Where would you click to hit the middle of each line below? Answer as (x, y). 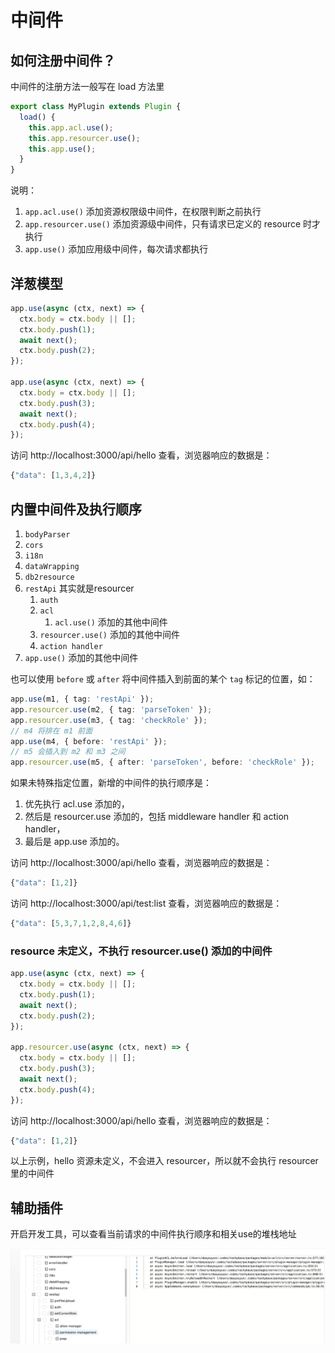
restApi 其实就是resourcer (79, 588)
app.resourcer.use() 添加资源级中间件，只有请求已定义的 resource (163, 224)
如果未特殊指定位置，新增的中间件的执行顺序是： (111, 783)
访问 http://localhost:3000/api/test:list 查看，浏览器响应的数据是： (146, 903)
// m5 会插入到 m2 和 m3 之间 (68, 752)
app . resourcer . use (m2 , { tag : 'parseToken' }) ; (111, 709)
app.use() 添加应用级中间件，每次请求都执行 (116, 249)
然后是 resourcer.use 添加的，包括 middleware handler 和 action (157, 817)
